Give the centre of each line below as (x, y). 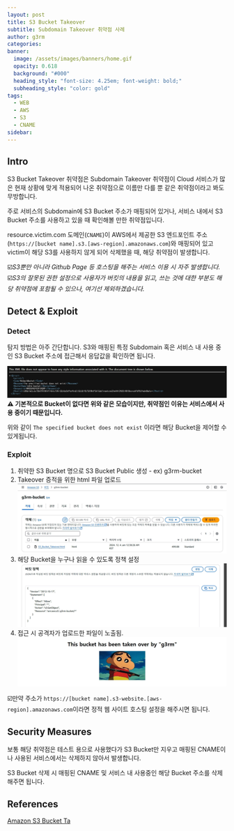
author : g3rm (26, 37)
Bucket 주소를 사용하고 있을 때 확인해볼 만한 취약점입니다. (86, 220)
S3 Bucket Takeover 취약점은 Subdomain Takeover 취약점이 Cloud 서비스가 (112, 179)
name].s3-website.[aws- (128, 699)
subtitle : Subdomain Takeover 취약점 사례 (66, 29)
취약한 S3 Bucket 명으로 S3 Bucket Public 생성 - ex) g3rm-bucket (109, 471)
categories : (24, 44)
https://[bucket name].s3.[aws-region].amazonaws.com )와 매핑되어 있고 (111, 243)
